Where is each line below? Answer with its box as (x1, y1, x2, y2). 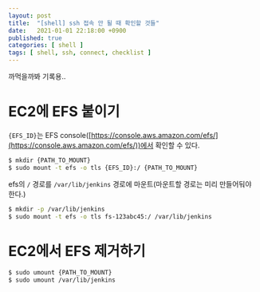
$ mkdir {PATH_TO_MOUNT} (8, 156, 91, 164)
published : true (8, 34, 62, 42)
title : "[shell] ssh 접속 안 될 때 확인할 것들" (8, 19, 160, 27)
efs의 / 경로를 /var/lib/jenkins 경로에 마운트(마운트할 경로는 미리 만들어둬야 (8, 179, 252, 188)
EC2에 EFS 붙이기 (8, 103, 120, 120)
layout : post (8, 11, 52, 20)
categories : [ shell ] (8, 41, 84, 49)
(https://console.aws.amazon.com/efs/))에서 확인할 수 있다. (8, 140, 200, 150)
